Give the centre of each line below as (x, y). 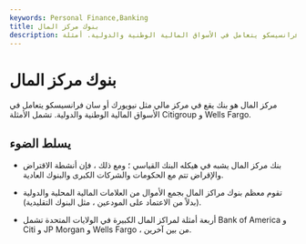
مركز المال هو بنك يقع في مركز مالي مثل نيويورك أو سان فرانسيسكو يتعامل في (143, 105)
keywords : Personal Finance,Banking (79, 18)
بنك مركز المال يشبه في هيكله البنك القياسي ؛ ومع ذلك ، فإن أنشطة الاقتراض (152, 166)
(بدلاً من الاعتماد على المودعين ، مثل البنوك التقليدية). (112, 202)
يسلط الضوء (40, 143)
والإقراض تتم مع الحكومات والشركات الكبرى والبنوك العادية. (123, 175)
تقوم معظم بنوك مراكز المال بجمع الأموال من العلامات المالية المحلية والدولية (152, 193)
